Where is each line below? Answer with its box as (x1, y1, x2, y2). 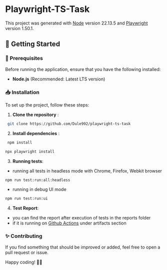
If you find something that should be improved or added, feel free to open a (5, 244, 160, 250)
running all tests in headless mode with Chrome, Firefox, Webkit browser (12, 167, 162, 173)
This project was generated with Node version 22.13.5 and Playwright (5, 20, 148, 26)
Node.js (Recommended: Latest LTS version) (12, 76, 105, 82)
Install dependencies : (12, 130, 60, 136)
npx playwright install (5, 149, 55, 154)
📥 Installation (5, 88, 40, 95)
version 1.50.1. (5, 25, 34, 31)
